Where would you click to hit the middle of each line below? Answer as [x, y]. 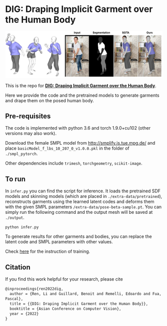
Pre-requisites [28, 116]
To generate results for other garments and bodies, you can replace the [79, 237]
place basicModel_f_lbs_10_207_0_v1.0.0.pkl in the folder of [67, 149]
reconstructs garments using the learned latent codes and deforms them [80, 202]
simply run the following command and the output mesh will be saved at [79, 212]
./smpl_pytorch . [22, 154]
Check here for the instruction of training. [48, 251]
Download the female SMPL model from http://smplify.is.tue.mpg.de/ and [80, 143]
